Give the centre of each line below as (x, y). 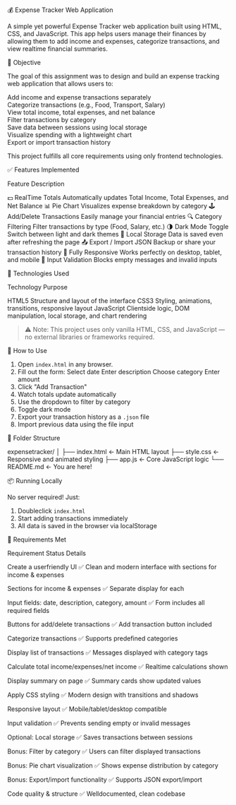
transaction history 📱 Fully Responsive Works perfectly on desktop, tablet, (114, 252)
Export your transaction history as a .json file (83, 417)
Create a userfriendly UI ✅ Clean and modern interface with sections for (112, 567)
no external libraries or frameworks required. (89, 337)
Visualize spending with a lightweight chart (70, 135)
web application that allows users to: (61, 84)
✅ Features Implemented (43, 169)
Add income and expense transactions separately (79, 97)
